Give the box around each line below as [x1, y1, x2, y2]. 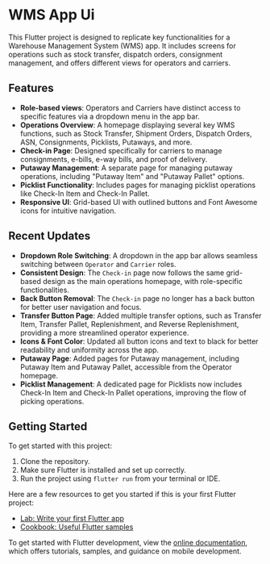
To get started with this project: [8, 441, 113, 451]
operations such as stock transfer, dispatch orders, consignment [8, 49, 223, 59]
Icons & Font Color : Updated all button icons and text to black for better [19, 336, 259, 346]
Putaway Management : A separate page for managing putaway [19, 163, 233, 173]
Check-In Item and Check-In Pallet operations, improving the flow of [19, 387, 247, 397]
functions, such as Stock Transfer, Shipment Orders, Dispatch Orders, [19, 128, 252, 138]
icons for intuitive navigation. [19, 206, 117, 215]
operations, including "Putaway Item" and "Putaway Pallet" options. [19, 171, 245, 181]
